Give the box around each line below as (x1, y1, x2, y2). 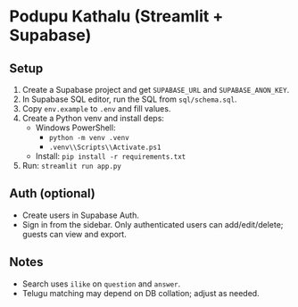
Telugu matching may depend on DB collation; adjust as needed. (21, 287, 261, 298)
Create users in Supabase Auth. (21, 210, 140, 220)
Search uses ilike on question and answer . (21, 278, 181, 289)
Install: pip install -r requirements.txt (35, 151, 186, 162)
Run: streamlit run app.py (21, 161, 122, 170)
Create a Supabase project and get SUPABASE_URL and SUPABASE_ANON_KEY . (21, 85, 290, 95)
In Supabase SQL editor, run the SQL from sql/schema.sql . (21, 94, 237, 104)
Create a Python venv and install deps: (21, 113, 165, 123)
